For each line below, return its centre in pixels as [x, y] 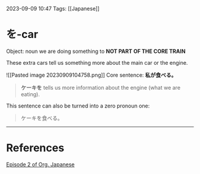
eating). [30, 94]
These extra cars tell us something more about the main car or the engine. [97, 62]
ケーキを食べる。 [42, 118]
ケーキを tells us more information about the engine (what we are [100, 87]
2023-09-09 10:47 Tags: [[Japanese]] [53, 9]
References [35, 148]
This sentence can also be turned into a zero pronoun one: [78, 106]
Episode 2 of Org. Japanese [40, 164]
